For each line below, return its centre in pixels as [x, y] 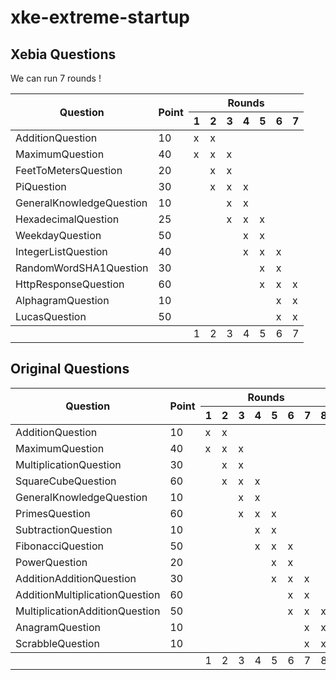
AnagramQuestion [58, 627]
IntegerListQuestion [61, 251]
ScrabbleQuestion [57, 643]
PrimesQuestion [53, 513]
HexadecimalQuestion [67, 219]
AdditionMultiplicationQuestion [88, 594]
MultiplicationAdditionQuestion [88, 611]
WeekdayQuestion [58, 235]
